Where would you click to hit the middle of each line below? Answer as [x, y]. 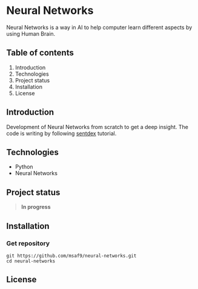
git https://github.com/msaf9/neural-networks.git [71, 256]
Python [24, 167]
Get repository [28, 243]
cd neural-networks [31, 261]
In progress [36, 207]
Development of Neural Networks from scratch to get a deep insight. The [97, 127]
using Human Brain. [31, 33]
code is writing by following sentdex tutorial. [61, 133]
